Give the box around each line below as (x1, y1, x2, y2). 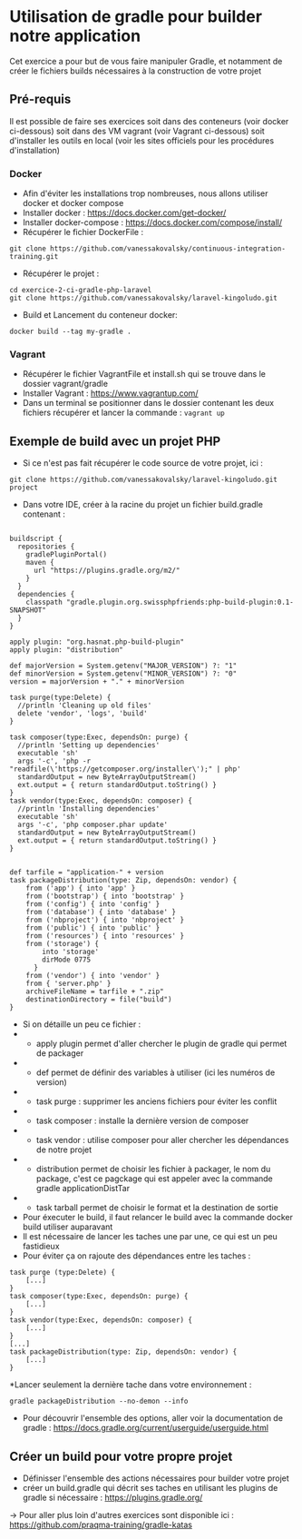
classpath (25, 597, 63, 607)
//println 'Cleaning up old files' (17, 701, 152, 710)
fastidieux (22, 1241, 61, 1252)
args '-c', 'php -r (17, 756, 92, 766)
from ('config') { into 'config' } (25, 900, 161, 909)
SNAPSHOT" (9, 606, 47, 615)
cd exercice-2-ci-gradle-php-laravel (9, 286, 152, 295)
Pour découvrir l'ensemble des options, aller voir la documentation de (22, 1413, 284, 1424)
